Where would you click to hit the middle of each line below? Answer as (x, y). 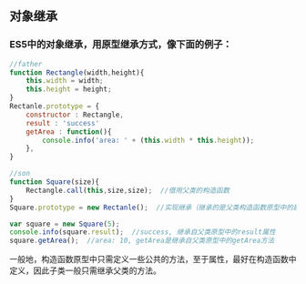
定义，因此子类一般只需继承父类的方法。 (85, 270)
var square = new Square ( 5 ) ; (65, 224)
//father (26, 64)
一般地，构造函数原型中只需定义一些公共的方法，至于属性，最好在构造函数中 (153, 259)
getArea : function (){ (69, 132)
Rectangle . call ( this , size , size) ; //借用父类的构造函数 (128, 190)
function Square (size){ (55, 182)
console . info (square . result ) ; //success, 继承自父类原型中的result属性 (143, 232)
